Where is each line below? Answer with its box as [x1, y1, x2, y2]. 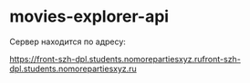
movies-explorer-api [9, 6, 170, 27]
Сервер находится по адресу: [9, 36, 126, 47]
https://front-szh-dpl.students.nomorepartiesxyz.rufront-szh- [9, 53, 242, 64]
